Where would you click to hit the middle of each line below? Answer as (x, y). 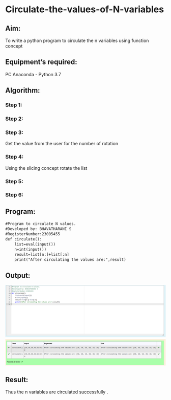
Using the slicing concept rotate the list (46, 168)
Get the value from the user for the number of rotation (62, 144)
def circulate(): (24, 239)
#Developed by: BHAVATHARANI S (38, 229)
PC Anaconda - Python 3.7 (33, 74)
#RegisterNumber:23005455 (33, 234)
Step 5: (15, 181)
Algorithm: (23, 91)
